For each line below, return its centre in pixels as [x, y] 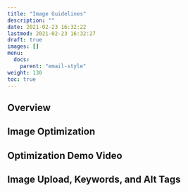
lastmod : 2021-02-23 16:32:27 [52, 33]
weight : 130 [25, 72]
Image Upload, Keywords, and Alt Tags [94, 179]
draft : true [25, 40]
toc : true [22, 79]
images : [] [23, 46]
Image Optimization [51, 132]
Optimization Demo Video [65, 155]
